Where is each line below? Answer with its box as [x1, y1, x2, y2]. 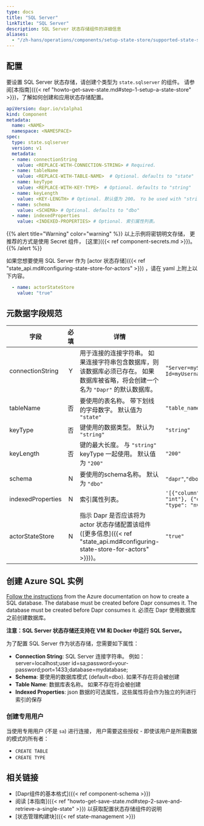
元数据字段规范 [6, 308, 63, 319]
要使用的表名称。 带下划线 [80, 396, 155, 405]
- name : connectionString [12, 156, 78, 163]
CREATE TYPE [15, 754, 46, 760]
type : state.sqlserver [12, 140, 69, 146]
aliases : [6, 32, 29, 38]
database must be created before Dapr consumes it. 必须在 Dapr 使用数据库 [6, 606, 196, 614]
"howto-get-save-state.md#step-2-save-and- [67, 797, 183, 805]
